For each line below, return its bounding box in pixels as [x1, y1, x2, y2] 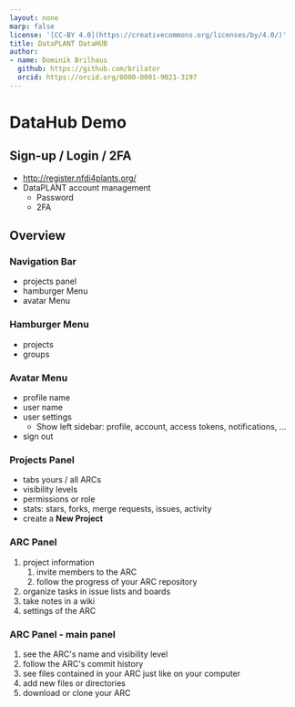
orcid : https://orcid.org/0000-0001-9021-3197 [17, 73, 198, 82]
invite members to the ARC [36, 567, 137, 577]
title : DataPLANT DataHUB [9, 38, 107, 48]
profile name [22, 392, 71, 403]
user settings [22, 411, 73, 422]
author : [9, 47, 39, 57]
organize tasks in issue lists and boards [22, 586, 171, 597]
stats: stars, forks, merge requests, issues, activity [22, 504, 212, 515]
